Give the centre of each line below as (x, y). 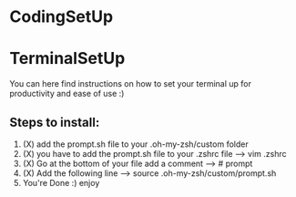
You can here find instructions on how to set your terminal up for (131, 84)
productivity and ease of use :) (67, 94)
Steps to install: (55, 122)
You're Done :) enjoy (61, 182)
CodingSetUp (61, 17)
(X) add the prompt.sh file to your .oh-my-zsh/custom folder (135, 144)
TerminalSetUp (67, 59)
